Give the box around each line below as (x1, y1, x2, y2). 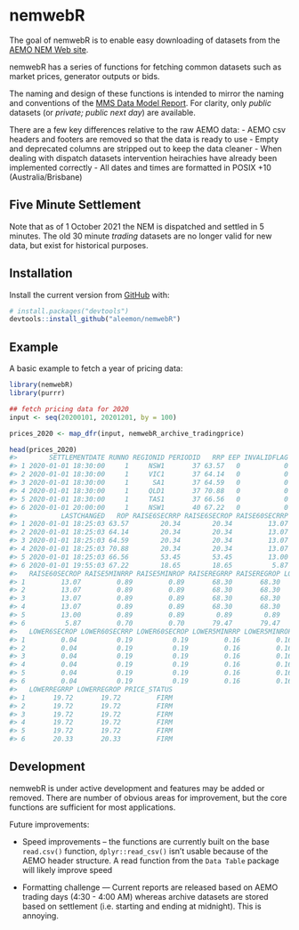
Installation (9, 266, 73, 281)
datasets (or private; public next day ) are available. (9, 107, 196, 117)
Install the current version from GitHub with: (9, 289, 170, 300)
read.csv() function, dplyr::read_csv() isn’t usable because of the (21, 845, 269, 856)
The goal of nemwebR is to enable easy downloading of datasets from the (9, 35, 280, 45)
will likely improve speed (21, 864, 113, 875)
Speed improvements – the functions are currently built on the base (21, 836, 270, 846)
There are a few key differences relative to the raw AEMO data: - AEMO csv (9, 124, 287, 134)
